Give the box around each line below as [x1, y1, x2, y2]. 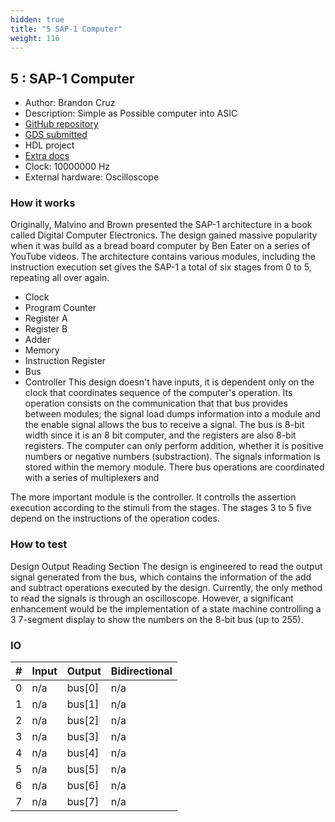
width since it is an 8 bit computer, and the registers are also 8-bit [24, 429, 297, 441]
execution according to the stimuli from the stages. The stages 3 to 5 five [10, 502, 312, 514]
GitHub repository [24, 118, 99, 130]
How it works [10, 196, 76, 210]
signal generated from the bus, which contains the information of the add [10, 571, 312, 583]
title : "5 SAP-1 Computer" [10, 24, 123, 34]
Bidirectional [110, 664, 173, 678]
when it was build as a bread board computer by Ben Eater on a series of [10, 240, 311, 252]
